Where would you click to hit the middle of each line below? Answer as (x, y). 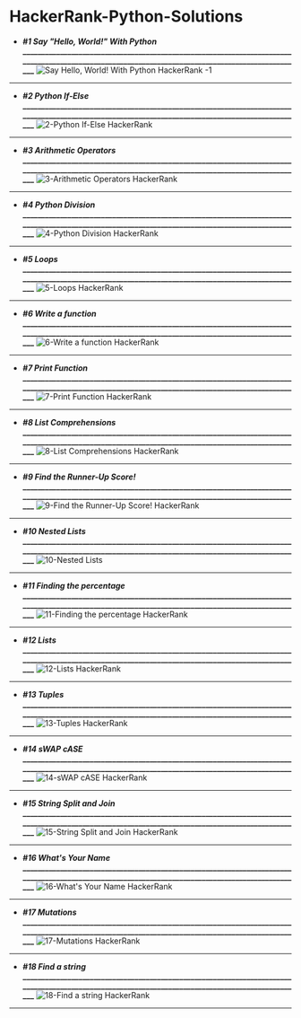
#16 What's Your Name (66, 857)
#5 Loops (40, 259)
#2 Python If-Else (56, 95)
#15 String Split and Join (69, 803)
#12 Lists (39, 640)
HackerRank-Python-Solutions (126, 17)
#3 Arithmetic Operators (69, 150)
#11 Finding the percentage (73, 585)
